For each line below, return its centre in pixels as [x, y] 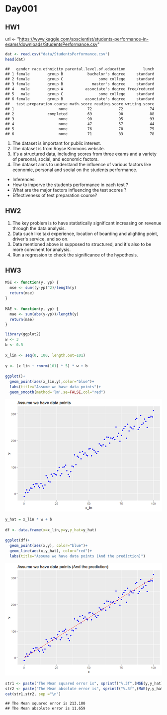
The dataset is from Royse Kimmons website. [59, 148]
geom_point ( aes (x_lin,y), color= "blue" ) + [52, 382]
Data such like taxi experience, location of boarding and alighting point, [85, 234]
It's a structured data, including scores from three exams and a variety [84, 154]
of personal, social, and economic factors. [55, 159]
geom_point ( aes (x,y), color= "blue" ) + [49, 546]
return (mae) [22, 319]
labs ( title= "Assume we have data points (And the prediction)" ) [78, 556]
